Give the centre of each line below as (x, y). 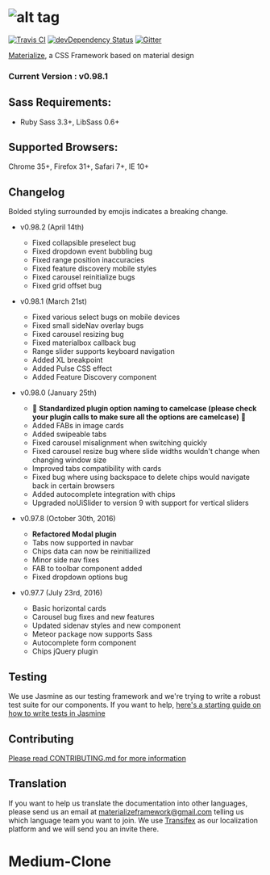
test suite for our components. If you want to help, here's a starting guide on (135, 705)
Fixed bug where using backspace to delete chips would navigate (141, 477)
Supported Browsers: (63, 147)
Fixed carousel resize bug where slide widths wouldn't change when (146, 452)
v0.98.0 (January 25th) (58, 393)
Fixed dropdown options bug (80, 577)
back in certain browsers (73, 486)
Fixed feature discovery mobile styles (94, 269)
